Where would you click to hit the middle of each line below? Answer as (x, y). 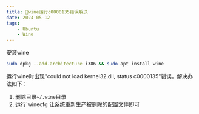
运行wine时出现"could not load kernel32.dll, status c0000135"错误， (92, 76)
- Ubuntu (28, 29)
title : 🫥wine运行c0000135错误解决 (47, 12)
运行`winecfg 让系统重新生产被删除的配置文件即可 (77, 104)
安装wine (18, 53)
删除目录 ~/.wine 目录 (41, 97)
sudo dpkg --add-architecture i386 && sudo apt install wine (85, 64)
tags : (13, 23)
